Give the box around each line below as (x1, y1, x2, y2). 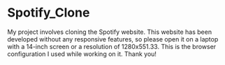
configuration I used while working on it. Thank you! (7, 50, 157, 58)
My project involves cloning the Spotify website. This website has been (7, 28, 212, 36)
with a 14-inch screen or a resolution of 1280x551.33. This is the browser (7, 42, 217, 50)
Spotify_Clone (7, 5, 90, 21)
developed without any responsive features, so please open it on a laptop (7, 35, 219, 43)
